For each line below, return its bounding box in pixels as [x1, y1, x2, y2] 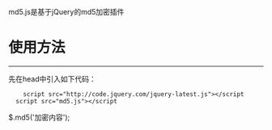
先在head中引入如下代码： [8, 73, 97, 83]
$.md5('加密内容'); [8, 112, 70, 122]
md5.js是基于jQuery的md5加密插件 [8, 7, 125, 16]
